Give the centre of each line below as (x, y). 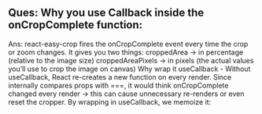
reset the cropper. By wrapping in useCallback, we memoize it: (110, 102)
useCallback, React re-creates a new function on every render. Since (120, 77)
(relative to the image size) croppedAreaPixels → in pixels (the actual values (131, 60)
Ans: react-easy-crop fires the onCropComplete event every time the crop (128, 44)
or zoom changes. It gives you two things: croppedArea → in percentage (126, 52)
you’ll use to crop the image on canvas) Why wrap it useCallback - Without (129, 69)
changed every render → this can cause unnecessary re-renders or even (126, 94)
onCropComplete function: (76, 25)
